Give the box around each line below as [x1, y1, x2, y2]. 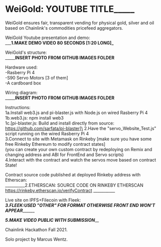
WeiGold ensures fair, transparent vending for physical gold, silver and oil [5, 20, 155, 26]
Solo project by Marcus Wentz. [5, 236, 68, 242]
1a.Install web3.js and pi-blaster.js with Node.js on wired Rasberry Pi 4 [5, 110, 148, 116]
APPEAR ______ [5, 207, 35, 213]
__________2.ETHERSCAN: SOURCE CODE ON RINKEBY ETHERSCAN [5, 182, 144, 188]
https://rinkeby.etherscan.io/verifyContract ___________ [5, 187, 115, 193]
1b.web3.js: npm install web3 [5, 115, 64, 121]
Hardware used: [5, 64, 38, 70]
